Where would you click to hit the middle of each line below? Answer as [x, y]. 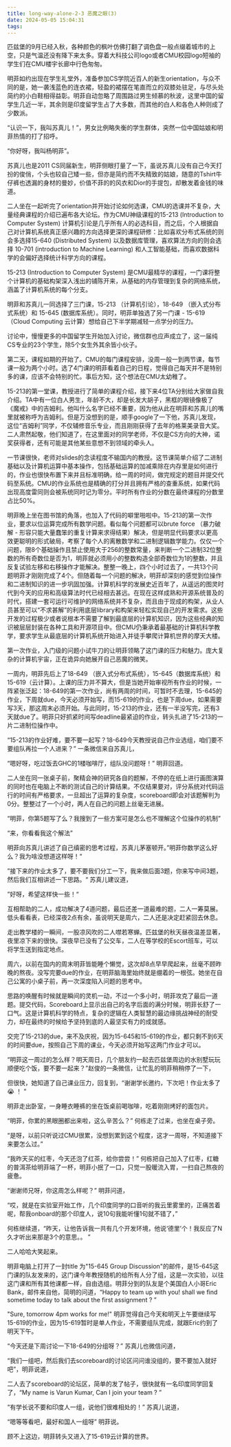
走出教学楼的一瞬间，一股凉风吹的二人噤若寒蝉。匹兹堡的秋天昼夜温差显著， [115, 932]
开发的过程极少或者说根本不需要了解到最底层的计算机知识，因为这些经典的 [112, 619]
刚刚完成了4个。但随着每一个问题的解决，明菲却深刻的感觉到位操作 [126, 575]
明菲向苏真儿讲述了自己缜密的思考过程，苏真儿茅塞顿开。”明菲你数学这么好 [112, 848]
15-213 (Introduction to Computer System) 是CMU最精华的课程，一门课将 [111, 272]
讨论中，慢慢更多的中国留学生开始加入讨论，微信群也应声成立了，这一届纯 [112, 336]
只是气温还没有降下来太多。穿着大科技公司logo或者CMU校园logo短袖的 [120, 55]
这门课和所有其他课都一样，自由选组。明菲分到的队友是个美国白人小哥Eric [112, 1284]
